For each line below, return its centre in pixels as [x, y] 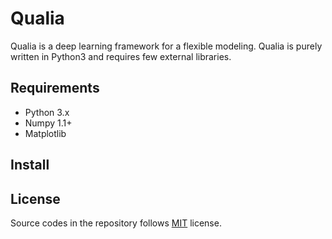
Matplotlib [45, 133]
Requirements [55, 88]
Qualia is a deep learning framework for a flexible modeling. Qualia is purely [166, 46]
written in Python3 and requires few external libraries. [121, 56]
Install [30, 165]
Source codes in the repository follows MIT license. [116, 223]
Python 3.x [47, 112]
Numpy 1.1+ [48, 123]
